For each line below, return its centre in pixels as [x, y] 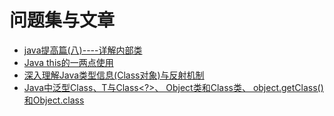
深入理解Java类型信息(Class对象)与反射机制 [114, 75]
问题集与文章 [62, 20]
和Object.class [54, 100]
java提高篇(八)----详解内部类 [83, 50]
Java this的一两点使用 [68, 62]
